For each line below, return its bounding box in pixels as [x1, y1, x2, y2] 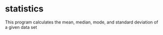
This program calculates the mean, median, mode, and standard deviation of [5, 19, 158, 25]
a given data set [5, 24, 37, 30]
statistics [5, 3, 44, 14]
